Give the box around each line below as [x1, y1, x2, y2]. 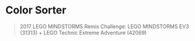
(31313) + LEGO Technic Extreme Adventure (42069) [19, 29, 147, 36]
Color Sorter [5, 4, 67, 17]
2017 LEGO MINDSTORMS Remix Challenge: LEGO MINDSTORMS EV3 [19, 23, 189, 30]
